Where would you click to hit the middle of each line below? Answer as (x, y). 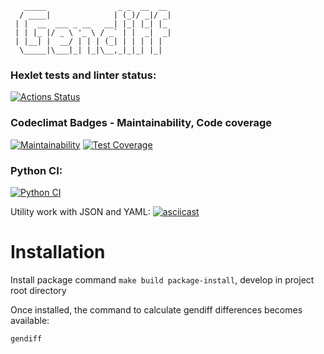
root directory (38, 290)
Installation (58, 252)
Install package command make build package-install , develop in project (162, 279)
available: (30, 320)
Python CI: (36, 170)
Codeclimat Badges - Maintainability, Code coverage (141, 123)
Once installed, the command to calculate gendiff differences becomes (156, 309)
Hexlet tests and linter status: (83, 75)
